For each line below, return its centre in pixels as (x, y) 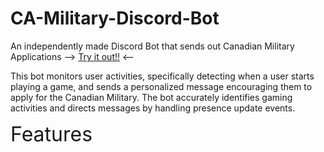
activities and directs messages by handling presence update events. (153, 108)
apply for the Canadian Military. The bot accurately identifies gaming (151, 97)
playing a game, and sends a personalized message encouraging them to (161, 86)
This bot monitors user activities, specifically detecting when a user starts (162, 76)
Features (51, 134)
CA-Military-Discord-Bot (115, 18)
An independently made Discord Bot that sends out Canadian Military (152, 46)
